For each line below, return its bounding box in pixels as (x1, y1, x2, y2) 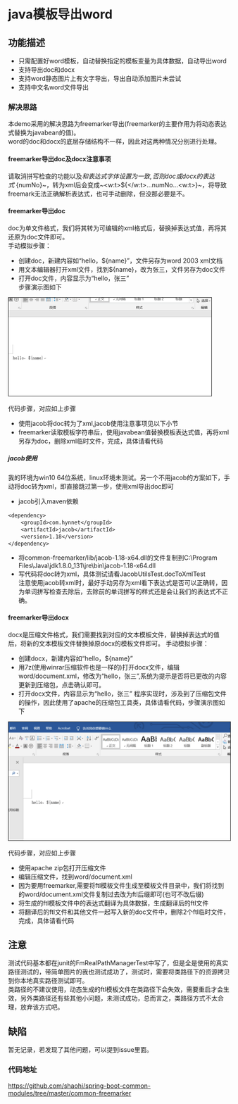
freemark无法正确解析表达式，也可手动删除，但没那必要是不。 (8, 189, 189, 198)
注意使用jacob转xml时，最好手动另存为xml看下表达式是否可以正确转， (18, 578, 222, 586)
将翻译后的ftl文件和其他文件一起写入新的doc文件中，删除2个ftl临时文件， (18, 908, 230, 916)
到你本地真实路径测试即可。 (8, 977, 89, 985)
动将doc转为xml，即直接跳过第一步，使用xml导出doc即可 (8, 482, 175, 490)
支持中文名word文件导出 (18, 83, 89, 92)
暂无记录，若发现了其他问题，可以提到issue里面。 (8, 1046, 154, 1054)
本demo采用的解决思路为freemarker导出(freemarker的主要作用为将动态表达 (8, 120, 227, 128)
